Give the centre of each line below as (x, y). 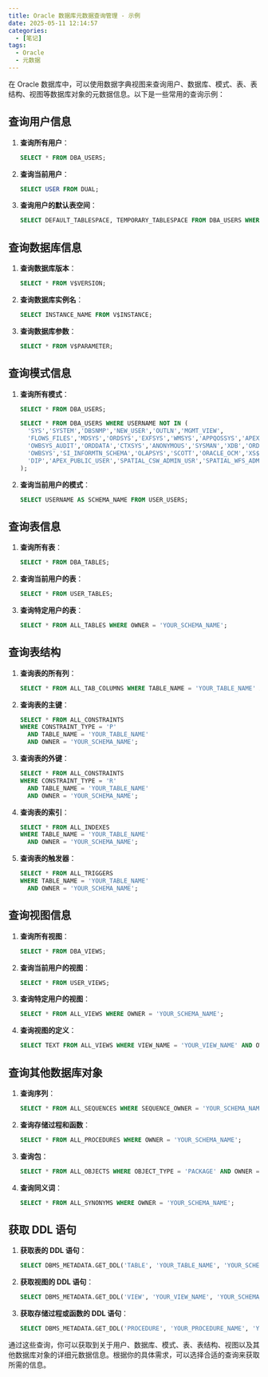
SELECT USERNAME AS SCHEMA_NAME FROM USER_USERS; (104, 500)
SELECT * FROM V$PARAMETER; (66, 346)
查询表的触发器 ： (48, 859)
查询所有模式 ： (44, 394)
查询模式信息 (40, 373)
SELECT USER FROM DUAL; (59, 189)
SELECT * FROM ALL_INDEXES (65, 827)
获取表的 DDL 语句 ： (53, 1251)
